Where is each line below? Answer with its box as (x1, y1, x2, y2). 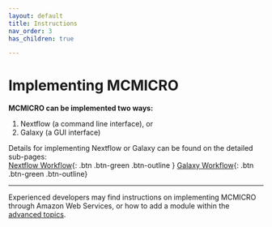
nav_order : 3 (8, 27, 53, 35)
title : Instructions (8, 19, 79, 28)
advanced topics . (8, 210, 66, 220)
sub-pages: (8, 152, 47, 162)
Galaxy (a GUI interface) (19, 127, 101, 138)
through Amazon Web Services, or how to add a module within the (8, 201, 230, 211)
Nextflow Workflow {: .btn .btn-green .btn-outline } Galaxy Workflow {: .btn (8, 161, 254, 170)
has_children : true (8, 34, 74, 43)
